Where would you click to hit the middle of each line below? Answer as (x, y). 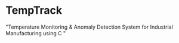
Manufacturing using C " (36, 33)
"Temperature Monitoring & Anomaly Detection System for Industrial (89, 27)
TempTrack (34, 10)
